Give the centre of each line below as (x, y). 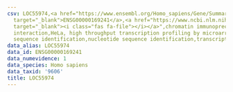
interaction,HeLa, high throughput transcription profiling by (106, 33)
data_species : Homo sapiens (48, 65)
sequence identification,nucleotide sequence (80, 39)
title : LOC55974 (31, 78)
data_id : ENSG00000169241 (44, 53)
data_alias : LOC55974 (38, 46)
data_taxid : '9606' (35, 71)
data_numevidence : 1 (37, 59)
